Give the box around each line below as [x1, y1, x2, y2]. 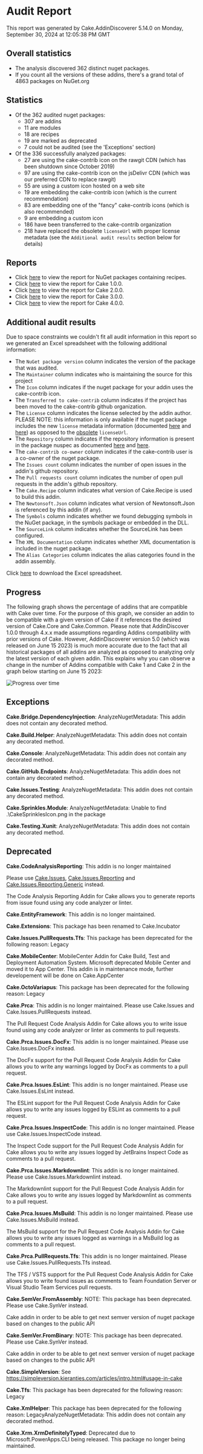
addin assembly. [14, 558, 56, 565]
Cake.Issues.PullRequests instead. [6, 1008, 92, 1015]
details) [24, 240, 43, 247]
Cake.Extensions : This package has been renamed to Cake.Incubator [6, 922, 181, 930]
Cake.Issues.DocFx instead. [6, 1044, 76, 1052]
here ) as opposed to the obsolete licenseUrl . [14, 429, 128, 436]
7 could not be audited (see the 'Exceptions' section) [24, 143, 156, 150]
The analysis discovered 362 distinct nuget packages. [14, 64, 150, 72]
